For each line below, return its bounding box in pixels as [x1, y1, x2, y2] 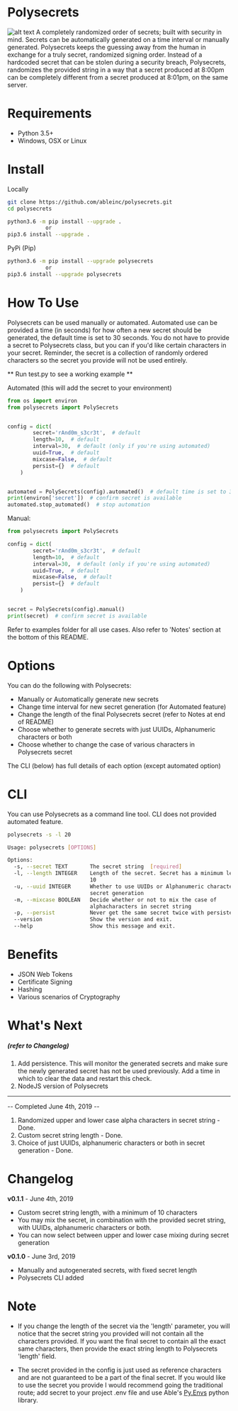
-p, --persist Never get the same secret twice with [13, 909, 204, 916]
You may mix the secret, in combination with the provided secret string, [17, 1216, 226, 1224]
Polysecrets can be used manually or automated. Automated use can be [7, 318, 218, 326]
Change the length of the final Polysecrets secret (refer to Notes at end [17, 710, 225, 718]
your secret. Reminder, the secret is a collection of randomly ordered [7, 348, 208, 357]
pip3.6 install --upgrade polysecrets [7, 270, 122, 278]
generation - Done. [17, 1146, 74, 1155]
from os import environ [7, 397, 78, 405]
